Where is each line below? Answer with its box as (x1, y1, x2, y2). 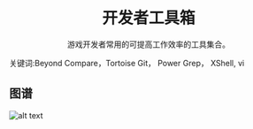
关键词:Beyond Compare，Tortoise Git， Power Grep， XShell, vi (9, 57, 245, 68)
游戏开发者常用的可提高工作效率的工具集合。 (67, 39, 230, 49)
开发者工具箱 (101, 8, 195, 28)
